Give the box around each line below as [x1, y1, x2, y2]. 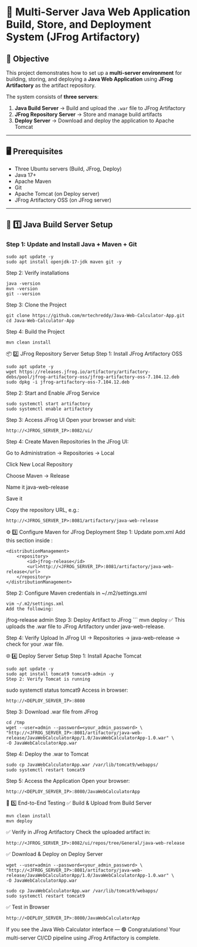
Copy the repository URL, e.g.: [6, 506, 79, 513]
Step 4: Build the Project [6, 328, 65, 335]
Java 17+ [14, 171, 36, 178]
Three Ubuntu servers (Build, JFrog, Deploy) [14, 165, 122, 172]
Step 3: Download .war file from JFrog [6, 708, 98, 715]
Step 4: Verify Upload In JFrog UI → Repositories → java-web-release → [6, 634, 181, 641]
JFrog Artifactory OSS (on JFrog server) [14, 196, 111, 204]
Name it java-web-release [6, 483, 69, 491]
